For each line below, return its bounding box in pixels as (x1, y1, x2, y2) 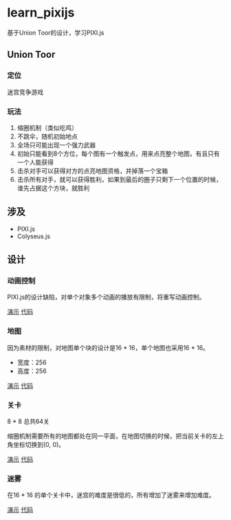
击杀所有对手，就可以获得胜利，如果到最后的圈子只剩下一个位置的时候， (16, 175, 222, 183)
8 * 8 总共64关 (7, 417, 49, 426)
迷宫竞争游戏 (7, 87, 43, 96)
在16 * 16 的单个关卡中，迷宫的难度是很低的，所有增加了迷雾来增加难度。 (7, 491, 215, 499)
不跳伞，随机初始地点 (16, 132, 78, 141)
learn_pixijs (7, 5, 75, 21)
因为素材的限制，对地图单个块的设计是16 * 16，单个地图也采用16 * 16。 (7, 343, 210, 352)
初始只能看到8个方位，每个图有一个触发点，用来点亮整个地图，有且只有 (16, 149, 220, 158)
